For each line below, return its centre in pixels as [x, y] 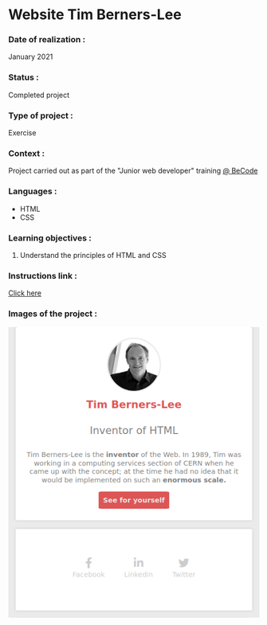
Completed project [39, 95]
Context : [27, 153]
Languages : [33, 191]
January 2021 [31, 57]
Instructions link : [43, 275]
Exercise [22, 133]
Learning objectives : [50, 238]
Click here [25, 293]
